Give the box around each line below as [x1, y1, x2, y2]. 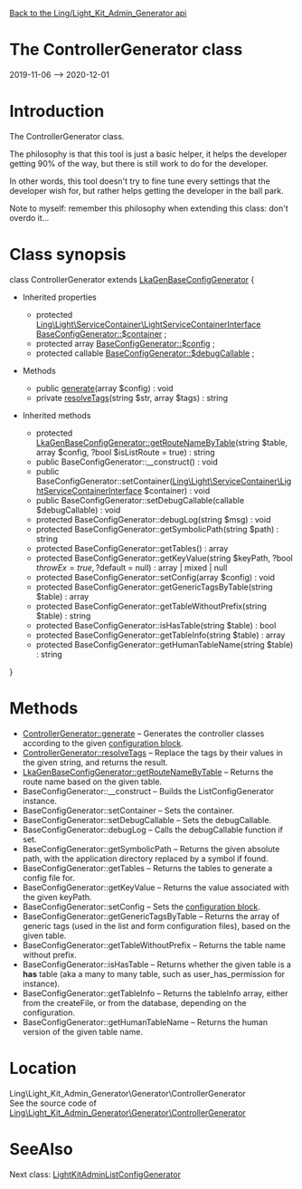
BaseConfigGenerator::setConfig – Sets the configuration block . [22, 901, 260, 912]
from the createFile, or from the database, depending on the [22, 997, 247, 1008]
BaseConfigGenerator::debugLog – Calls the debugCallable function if [22, 824, 283, 835]
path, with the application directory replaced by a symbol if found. [22, 853, 269, 864]
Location [9, 1058, 77, 1079]
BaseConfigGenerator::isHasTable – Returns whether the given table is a [22, 959, 292, 970]
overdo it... [9, 212, 50, 223]
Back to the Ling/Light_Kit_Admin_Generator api [9, 8, 187, 18]
